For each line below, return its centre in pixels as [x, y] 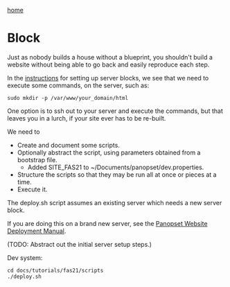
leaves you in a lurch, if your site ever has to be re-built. [87, 118]
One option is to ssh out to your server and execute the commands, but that [115, 111]
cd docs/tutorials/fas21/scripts [55, 270]
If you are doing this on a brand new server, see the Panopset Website [107, 223]
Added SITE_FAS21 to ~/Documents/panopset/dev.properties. [116, 167]
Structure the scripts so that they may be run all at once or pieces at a [117, 174]
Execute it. [32, 189]
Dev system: [25, 258]
